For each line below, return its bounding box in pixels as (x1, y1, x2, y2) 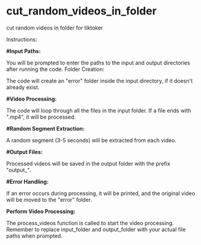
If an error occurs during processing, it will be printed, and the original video (6, 190, 196, 197)
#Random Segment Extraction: (6, 125, 85, 132)
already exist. (6, 83, 40, 91)
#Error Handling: (6, 178, 49, 185)
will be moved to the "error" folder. (6, 196, 92, 203)
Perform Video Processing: (6, 208, 76, 215)
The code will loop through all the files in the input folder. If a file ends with (6, 107, 191, 114)
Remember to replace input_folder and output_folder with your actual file (6, 226, 186, 233)
